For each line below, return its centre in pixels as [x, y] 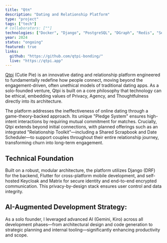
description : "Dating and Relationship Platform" [58, 14]
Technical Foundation [40, 158]
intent [11, 121]
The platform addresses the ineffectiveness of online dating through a [77, 111]
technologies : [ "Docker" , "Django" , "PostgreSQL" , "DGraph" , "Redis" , [80, 33]
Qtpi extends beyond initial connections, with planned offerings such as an [82, 127]
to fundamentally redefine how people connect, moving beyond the [74, 80]
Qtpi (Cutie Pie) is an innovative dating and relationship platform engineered [83, 75]
